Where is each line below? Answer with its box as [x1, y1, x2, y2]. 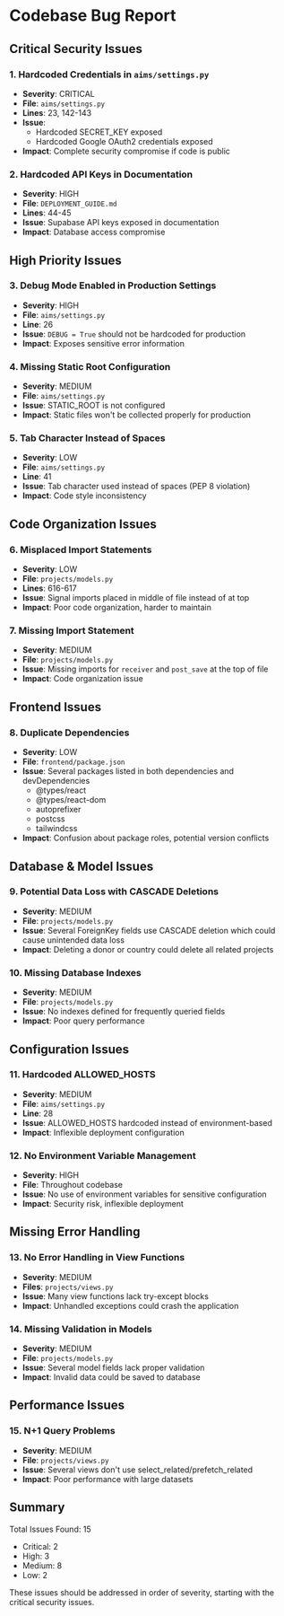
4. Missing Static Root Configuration [9, 360, 171, 373]
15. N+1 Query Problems [9, 1425, 116, 1437]
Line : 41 [22, 471, 52, 482]
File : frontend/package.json [22, 756, 125, 768]
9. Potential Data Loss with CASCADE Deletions [9, 885, 219, 898]
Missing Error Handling [9, 1225, 141, 1240]
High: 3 [22, 1550, 50, 1561]
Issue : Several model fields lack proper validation [22, 1362, 205, 1374]
